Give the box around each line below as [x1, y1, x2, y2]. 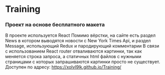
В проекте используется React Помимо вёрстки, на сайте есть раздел [5, 32, 156, 38]
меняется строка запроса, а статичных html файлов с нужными [5, 54, 141, 60]
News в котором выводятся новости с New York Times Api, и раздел [5, 38, 151, 44]
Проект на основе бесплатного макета [5, 21, 105, 28]
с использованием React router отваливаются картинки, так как [5, 48, 142, 54]
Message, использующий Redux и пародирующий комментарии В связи [5, 43, 159, 49]
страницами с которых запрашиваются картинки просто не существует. [5, 59, 160, 65]
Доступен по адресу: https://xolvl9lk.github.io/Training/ [5, 64, 121, 70]
